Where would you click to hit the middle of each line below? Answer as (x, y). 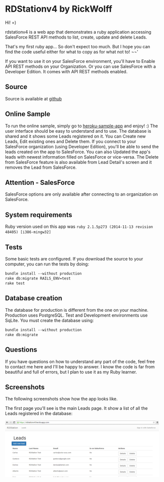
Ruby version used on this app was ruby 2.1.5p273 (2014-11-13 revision (79, 227)
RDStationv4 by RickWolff (59, 9)
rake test (15, 283)
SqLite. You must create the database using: (50, 320)
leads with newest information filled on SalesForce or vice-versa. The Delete (82, 157)
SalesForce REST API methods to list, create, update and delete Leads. (76, 37)
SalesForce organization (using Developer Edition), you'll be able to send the (82, 146)
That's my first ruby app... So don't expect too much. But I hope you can (78, 46)
